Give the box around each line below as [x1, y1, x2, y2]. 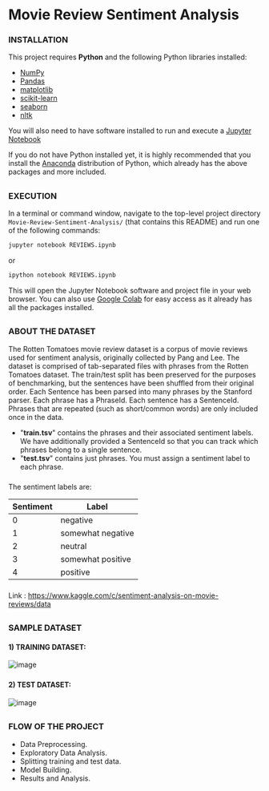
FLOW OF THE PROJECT [8, 721, 104, 732]
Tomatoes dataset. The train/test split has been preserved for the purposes [8, 369, 256, 379]
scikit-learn [19, 94, 58, 103]
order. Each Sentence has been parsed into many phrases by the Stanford [8, 386, 252, 396]
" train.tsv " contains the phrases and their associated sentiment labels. [19, 427, 254, 438]
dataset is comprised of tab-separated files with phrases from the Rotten [8, 361, 249, 370]
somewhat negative [60, 527, 134, 539]
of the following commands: [8, 226, 101, 236]
